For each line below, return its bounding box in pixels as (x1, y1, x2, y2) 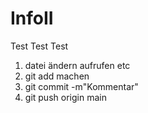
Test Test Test (10, 40, 69, 52)
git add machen (24, 70, 90, 82)
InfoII (10, 7, 54, 30)
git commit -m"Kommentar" (24, 80, 139, 92)
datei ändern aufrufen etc (24, 59, 131, 71)
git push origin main (24, 91, 107, 103)
